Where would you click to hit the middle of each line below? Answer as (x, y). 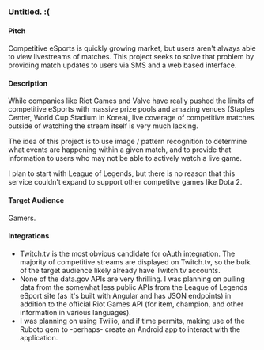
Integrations (29, 236)
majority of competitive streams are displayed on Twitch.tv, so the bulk (135, 262)
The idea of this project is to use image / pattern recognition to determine (128, 142)
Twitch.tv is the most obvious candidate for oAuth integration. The (127, 253)
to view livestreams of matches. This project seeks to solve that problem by (131, 57)
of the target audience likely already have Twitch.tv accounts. (120, 270)
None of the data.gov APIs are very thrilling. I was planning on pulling (132, 279)
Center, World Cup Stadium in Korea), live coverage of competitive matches (131, 118)
